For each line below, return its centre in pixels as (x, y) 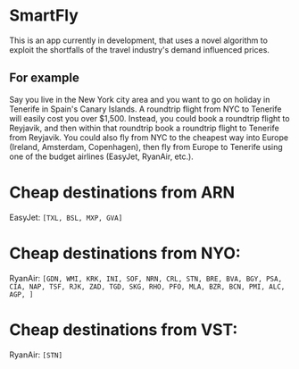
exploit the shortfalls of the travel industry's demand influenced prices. (140, 49)
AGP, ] (21, 294)
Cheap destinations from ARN (122, 192)
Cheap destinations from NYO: (125, 253)
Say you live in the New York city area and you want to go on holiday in (140, 99)
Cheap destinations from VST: (124, 329)
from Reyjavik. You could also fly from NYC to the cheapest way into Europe (149, 137)
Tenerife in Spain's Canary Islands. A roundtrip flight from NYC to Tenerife (145, 109)
